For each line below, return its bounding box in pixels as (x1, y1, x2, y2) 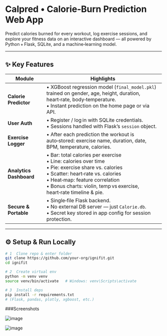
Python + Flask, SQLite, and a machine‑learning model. (5, 41, 117, 47)
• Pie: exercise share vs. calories (46, 164, 123, 170)
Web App (5, 14, 44, 25)
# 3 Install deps (5, 288, 43, 293)
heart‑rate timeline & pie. (46, 188, 104, 195)
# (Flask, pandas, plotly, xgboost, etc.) (5, 297, 94, 302)
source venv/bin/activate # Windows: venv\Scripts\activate (5, 278, 137, 284)
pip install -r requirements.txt (5, 292, 75, 297)
